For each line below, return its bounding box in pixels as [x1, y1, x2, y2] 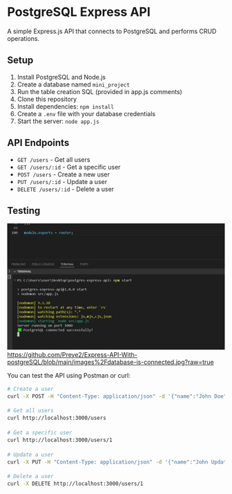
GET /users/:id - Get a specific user [17, 163, 121, 171]
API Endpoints [7, 137, 70, 149]
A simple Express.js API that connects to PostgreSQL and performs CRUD [7, 27, 217, 35]
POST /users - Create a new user [17, 170, 110, 179]
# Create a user [7, 385, 54, 392]
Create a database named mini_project [17, 80, 130, 89]
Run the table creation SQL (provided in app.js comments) [17, 87, 183, 95]
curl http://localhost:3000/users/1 [7, 437, 113, 443]
